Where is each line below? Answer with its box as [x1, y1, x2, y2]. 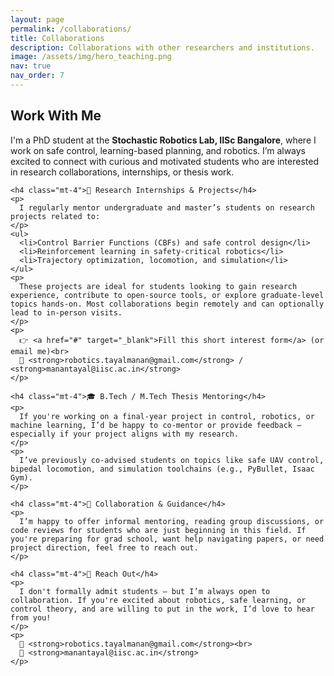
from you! [10, 612, 52, 623]
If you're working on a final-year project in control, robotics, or [19, 411, 315, 421]
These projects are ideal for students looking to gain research [19, 281, 298, 291]
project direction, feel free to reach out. [10, 542, 199, 553]
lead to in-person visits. [10, 307, 123, 318]
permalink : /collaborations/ [10, 24, 132, 34]
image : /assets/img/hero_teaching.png [10, 52, 172, 62]
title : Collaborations [10, 33, 105, 43]
